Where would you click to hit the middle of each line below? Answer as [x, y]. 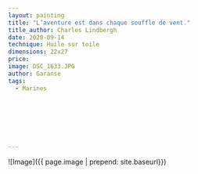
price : [19, 60]
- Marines [31, 88]
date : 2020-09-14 [36, 37]
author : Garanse [34, 74]
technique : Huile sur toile [54, 45]
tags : [17, 81]
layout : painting [36, 15]
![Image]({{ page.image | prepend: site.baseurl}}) [87, 161]
